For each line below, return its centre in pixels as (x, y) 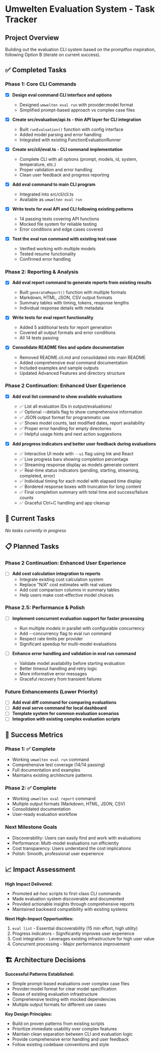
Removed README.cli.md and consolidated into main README (82, 357)
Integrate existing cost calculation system (61, 579)
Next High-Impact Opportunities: (39, 919)
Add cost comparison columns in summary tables (69, 590)
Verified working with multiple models (57, 249)
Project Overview (32, 38)
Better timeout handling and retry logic (58, 668)
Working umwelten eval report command (54, 799)
